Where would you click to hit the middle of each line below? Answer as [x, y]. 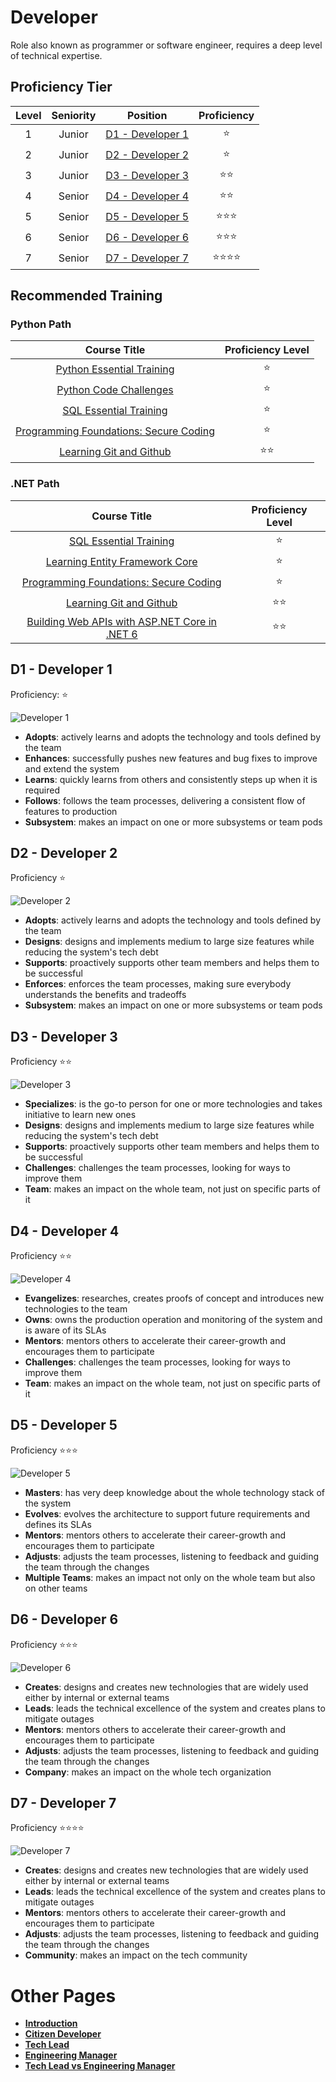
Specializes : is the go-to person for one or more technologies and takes [173, 1104]
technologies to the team [76, 1308]
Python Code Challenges [115, 389]
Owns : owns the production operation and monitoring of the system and [173, 1319]
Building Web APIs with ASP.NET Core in [122, 621]
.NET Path [35, 484]
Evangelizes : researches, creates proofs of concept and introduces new [174, 1298]
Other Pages [63, 1995]
